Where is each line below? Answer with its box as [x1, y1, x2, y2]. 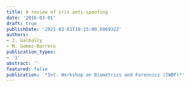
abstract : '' [6, 60, 40, 66]
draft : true [6, 20, 37, 26]
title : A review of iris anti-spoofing [6, 9, 108, 15]
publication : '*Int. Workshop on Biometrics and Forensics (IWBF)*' [6, 72, 185, 78]
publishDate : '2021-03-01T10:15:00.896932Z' [6, 26, 122, 32]
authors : [6, 32, 29, 38]
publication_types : [6, 49, 56, 55]
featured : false [6, 66, 48, 72]
